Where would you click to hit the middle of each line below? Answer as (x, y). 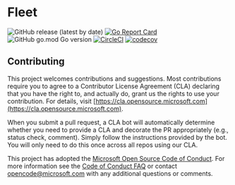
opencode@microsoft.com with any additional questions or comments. (110, 173)
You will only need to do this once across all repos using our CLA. (103, 145)
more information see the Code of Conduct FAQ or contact (92, 166)
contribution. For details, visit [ (52, 101)
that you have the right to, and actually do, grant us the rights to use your (114, 93)
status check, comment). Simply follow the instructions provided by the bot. (117, 137)
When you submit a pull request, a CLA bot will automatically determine (111, 122)
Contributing (36, 62)
